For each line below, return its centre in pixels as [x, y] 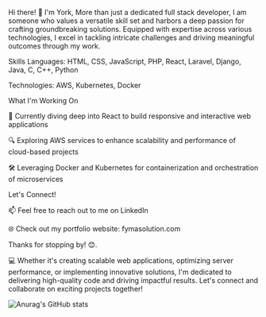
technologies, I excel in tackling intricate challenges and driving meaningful [131, 37]
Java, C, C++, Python [43, 70]
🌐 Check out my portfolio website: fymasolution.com [94, 229]
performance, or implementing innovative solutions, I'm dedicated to [120, 272]
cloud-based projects [44, 152]
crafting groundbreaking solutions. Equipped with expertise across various [130, 29]
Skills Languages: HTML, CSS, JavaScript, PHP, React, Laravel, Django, [125, 61]
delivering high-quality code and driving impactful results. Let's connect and [133, 280]
